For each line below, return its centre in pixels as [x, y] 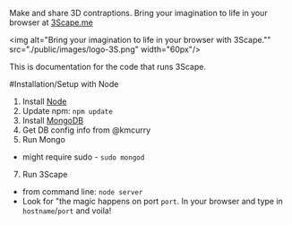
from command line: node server [82, 191]
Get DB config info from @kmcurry [86, 130]
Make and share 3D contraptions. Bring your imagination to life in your [138, 13]
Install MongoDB [53, 121]
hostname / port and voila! [67, 211]
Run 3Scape [45, 174]
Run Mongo [43, 139]
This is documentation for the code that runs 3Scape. [107, 67]
